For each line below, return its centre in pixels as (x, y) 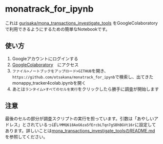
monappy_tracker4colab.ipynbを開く (49, 83)
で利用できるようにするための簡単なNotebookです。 (58, 29)
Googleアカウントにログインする (45, 58)
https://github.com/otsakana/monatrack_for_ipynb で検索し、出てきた (83, 77)
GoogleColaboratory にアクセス (45, 65)
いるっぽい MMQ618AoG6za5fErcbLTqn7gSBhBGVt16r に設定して (97, 125)
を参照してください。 (26, 137)
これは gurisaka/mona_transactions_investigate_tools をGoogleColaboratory (81, 23)
